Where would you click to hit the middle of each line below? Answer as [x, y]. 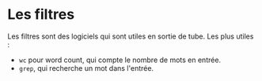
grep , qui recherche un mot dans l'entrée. [86, 68]
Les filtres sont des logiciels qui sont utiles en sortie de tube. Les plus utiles [131, 36]
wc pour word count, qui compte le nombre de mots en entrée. [120, 60]
